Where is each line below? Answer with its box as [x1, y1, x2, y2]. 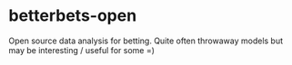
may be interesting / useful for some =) [8, 44, 156, 55]
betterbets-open [8, 5, 137, 26]
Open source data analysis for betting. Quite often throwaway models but [8, 35, 284, 46]
